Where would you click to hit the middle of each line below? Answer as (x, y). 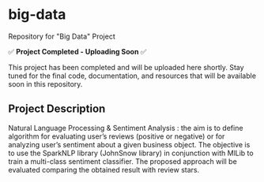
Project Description (57, 109)
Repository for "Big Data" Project (62, 36)
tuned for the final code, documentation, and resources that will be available (132, 76)
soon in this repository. (45, 84)
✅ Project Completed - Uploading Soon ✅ (77, 51)
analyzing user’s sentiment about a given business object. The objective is (129, 144)
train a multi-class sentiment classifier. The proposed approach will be (123, 161)
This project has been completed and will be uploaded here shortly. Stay (126, 67)
